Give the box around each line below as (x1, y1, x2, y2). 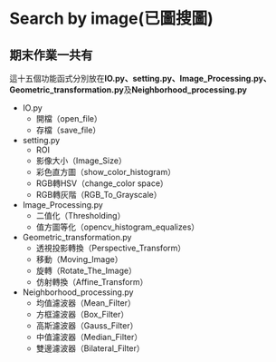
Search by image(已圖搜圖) (9, 8, 214, 29)
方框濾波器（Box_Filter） (35, 309, 129, 319)
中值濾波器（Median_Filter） (35, 332, 143, 342)
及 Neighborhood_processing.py (123, 84, 247, 95)
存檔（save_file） (35, 124, 101, 135)
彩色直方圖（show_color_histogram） (35, 167, 176, 177)
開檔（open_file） (35, 113, 102, 123)
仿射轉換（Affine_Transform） (35, 277, 148, 287)
